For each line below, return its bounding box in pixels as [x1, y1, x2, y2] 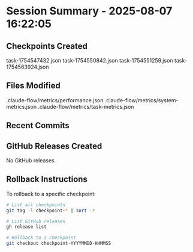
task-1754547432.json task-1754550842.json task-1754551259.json [6, 57, 173, 64]
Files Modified [6, 81, 61, 91]
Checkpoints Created [6, 41, 88, 51]
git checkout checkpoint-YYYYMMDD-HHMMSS [6, 241, 111, 247]
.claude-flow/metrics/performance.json [6, 96, 104, 103]
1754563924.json [6, 63, 49, 70]
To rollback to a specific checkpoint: [6, 190, 96, 197]
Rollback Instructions [6, 174, 88, 185]
